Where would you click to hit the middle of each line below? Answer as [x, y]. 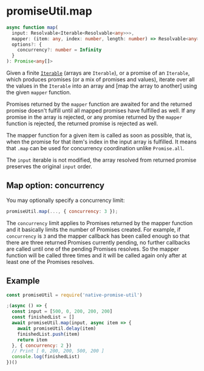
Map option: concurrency [56, 186]
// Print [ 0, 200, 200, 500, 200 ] [58, 351]
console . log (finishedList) [46, 357]
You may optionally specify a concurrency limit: [66, 200]
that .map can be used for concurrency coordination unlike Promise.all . [95, 148]
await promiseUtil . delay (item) [57, 328]
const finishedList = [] [43, 317]
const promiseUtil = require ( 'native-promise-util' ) [74, 295]
